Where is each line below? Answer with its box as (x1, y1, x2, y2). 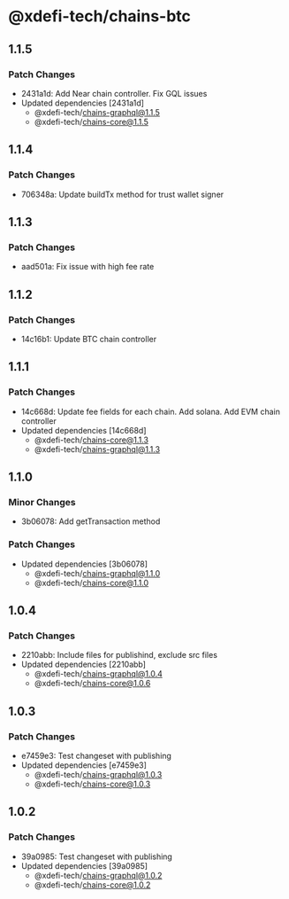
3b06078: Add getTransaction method (20, 516, 161, 527)
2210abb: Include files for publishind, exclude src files (20, 650, 218, 661)
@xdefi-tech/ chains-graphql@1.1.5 (34, 106, 161, 117)
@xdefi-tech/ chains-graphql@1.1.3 (34, 443, 161, 454)
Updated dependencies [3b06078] (20, 559, 148, 569)
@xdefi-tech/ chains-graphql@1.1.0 (34, 567, 161, 578)
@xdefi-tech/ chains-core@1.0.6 (34, 678, 151, 689)
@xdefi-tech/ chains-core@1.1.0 (34, 577, 149, 588)
